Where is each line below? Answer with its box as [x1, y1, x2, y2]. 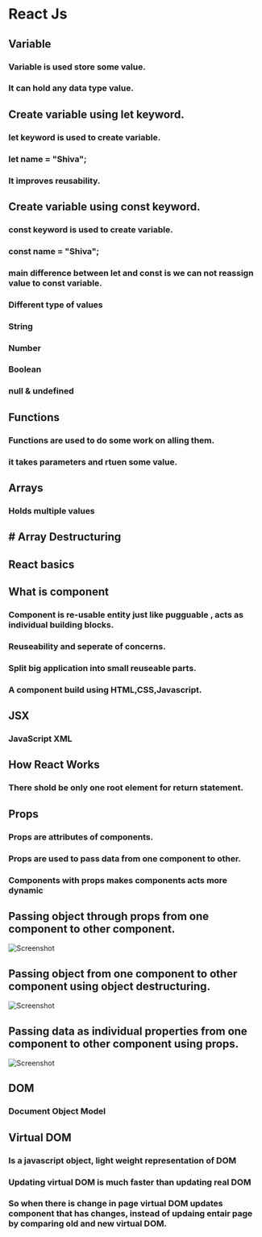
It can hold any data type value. [8, 82, 135, 94]
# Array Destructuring [8, 530, 122, 544]
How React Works [8, 758, 101, 772]
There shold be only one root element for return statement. [8, 782, 244, 793]
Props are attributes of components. [8, 831, 154, 843]
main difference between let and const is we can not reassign [8, 267, 254, 278]
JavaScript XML [8, 733, 73, 744]
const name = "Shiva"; [8, 245, 99, 256]
